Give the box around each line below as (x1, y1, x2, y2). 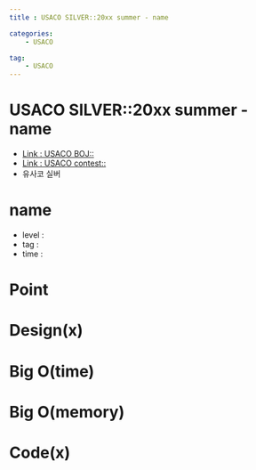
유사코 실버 (21, 168, 61, 179)
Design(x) (9, 320, 84, 341)
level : (21, 230, 44, 240)
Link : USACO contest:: (21, 158, 107, 169)
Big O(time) (9, 361, 95, 381)
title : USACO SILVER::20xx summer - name (9, 12, 169, 22)
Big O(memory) (9, 401, 125, 422)
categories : (9, 28, 53, 38)
